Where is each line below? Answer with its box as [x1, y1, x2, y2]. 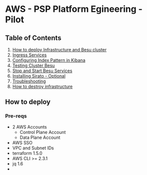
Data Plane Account [19, 134, 60, 140]
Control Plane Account [19, 129, 66, 135]
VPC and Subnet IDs [12, 145, 54, 151]
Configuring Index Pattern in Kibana [12, 57, 86, 63]
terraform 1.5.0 [12, 150, 43, 156]
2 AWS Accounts [12, 124, 47, 130]
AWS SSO [12, 139, 33, 145]
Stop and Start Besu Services [12, 68, 73, 74]
